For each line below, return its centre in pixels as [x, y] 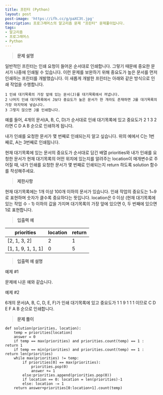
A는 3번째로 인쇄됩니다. [37, 142]
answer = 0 [25, 337]
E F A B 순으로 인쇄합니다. [30, 309]
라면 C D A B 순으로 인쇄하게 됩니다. [39, 126]
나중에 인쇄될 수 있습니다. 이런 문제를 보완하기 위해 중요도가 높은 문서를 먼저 [86, 72]
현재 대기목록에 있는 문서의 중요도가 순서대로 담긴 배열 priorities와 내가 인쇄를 [78, 152]
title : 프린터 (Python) [27, 9]
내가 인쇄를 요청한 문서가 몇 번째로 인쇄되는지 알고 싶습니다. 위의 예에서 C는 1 [78, 136]
